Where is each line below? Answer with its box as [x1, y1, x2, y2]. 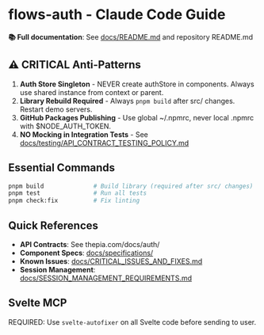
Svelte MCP [8, 296, 67, 310]
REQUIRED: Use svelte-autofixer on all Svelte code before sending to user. [8, 317, 256, 326]
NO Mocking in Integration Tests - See [19, 129, 148, 139]
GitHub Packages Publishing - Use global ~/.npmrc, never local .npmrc [19, 112, 254, 122]
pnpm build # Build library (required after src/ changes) [8, 182, 254, 190]
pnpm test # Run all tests [8, 189, 147, 197]
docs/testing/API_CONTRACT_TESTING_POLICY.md [19, 138, 189, 147]
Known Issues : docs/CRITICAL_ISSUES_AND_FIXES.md [19, 257, 203, 266]
